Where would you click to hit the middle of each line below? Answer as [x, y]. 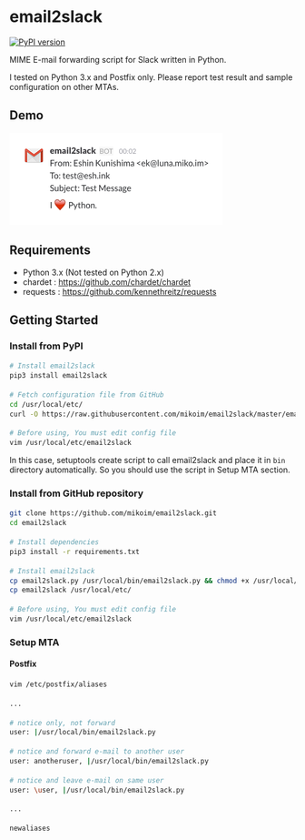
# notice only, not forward [63, 723]
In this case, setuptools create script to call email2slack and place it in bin [148, 460]
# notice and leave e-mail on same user [87, 780]
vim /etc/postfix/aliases [58, 684]
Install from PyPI [46, 346]
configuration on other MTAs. [64, 86]
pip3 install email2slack [58, 376]
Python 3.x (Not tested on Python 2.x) [93, 272]
